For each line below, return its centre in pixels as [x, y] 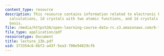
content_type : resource [29, 9]
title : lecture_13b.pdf [29, 41]
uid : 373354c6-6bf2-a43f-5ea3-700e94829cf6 [50, 46]
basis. [16, 23]
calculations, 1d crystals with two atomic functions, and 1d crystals [84, 19]
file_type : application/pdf [34, 32]
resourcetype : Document [29, 37]
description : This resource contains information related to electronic [81, 14]
